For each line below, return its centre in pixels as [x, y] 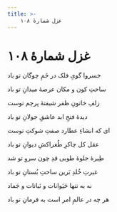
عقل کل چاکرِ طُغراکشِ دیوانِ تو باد [54, 144]
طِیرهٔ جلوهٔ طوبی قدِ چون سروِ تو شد [56, 158]
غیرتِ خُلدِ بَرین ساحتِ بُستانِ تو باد [52, 172]
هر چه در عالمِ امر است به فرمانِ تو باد [58, 199]
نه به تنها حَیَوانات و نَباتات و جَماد [50, 186]
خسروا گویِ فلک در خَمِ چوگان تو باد [54, 75]
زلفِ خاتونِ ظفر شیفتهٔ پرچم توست [54, 103]
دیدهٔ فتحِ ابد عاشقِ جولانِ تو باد [47, 117]
